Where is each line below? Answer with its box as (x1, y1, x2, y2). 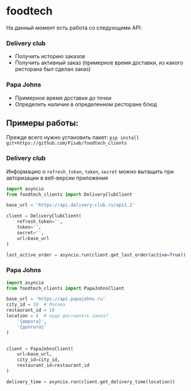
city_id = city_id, (17, 357, 60, 363)
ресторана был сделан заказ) (14, 65, 91, 73)
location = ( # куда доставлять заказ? (6, 313, 109, 319)
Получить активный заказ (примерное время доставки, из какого (14, 59, 184, 67)
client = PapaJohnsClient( (6, 345, 74, 352)
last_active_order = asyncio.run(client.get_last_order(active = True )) (6, 252, 186, 258)
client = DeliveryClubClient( (6, 213, 82, 219)
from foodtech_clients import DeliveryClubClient (6, 191, 133, 198)
